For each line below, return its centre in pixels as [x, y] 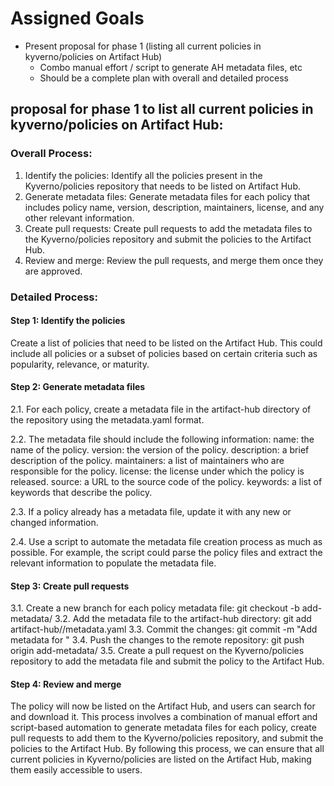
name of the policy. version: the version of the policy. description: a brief [160, 449]
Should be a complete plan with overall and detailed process [164, 78]
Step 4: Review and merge [66, 684]
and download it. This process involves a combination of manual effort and [164, 717]
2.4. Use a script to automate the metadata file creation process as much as [166, 541]
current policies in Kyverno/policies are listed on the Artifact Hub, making [161, 759]
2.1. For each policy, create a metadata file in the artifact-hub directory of [161, 409]
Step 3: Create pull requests [70, 586]
